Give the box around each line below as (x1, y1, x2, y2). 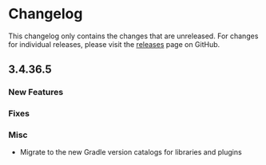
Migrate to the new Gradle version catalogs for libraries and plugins (19, 147, 242, 157)
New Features (8, 87, 64, 98)
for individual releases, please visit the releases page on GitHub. (8, 39, 220, 49)
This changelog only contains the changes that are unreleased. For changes (8, 31, 259, 41)
